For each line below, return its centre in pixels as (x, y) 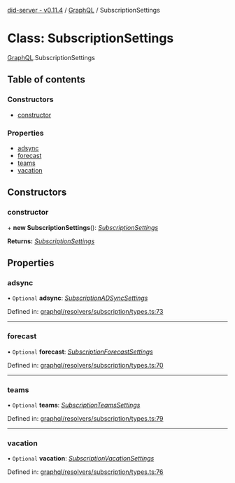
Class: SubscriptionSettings (91, 38)
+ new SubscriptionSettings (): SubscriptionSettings (83, 227)
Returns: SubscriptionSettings (51, 241)
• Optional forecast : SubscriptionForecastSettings (80, 352)
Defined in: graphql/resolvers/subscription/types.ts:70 (85, 365)
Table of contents (46, 80)
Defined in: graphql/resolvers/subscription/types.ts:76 (85, 472)
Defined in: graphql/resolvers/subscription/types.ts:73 (85, 312)
